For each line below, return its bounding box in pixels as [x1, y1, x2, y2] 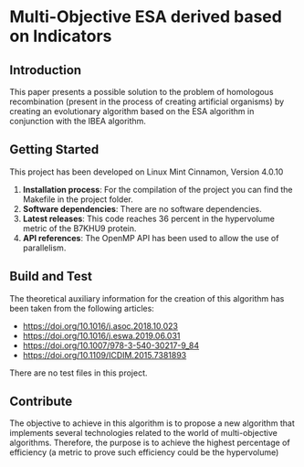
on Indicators [9, 26, 112, 47]
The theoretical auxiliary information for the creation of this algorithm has [9, 292, 285, 303]
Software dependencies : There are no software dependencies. [22, 203, 262, 214]
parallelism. [22, 242, 67, 253]
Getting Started [9, 142, 100, 157]
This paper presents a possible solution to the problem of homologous [9, 87, 274, 97]
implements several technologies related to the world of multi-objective [9, 428, 278, 439]
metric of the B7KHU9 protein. [22, 222, 137, 234]
